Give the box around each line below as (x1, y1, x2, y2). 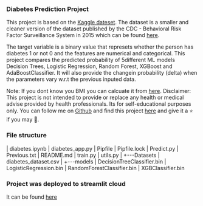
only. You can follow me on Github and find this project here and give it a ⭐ (6, 107, 193, 114)
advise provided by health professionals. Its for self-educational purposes (6, 100, 191, 108)
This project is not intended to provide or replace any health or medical (6, 94, 184, 101)
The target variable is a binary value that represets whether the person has (6, 43, 194, 50)
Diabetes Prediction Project (6, 5, 89, 13)
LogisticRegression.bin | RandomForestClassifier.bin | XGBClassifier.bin (6, 164, 185, 171)
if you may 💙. (6, 116, 40, 123)
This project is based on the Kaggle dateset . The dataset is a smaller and (6, 19, 189, 26)
